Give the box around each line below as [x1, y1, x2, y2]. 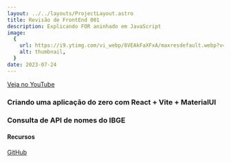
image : [7, 29, 26, 36]
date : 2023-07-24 [7, 61, 57, 68]
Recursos [7, 133, 36, 141]
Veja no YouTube [7, 80, 55, 88]
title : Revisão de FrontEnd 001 [7, 17, 100, 23]
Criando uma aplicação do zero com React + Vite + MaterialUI [7, 97, 217, 107]
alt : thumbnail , [19, 49, 67, 56]
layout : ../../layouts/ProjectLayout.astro [7, 10, 134, 17]
